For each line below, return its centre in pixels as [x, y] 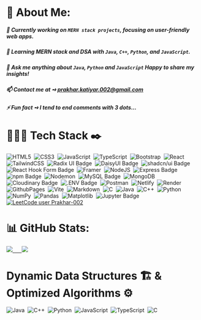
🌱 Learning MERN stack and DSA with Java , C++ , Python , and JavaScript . [99, 52]
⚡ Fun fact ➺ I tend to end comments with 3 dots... [71, 108]
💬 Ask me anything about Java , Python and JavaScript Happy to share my [100, 67]
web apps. [20, 36]
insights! [18, 73]
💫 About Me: [39, 13]
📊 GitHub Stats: [48, 228]
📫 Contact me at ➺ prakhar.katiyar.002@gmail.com [75, 89]
